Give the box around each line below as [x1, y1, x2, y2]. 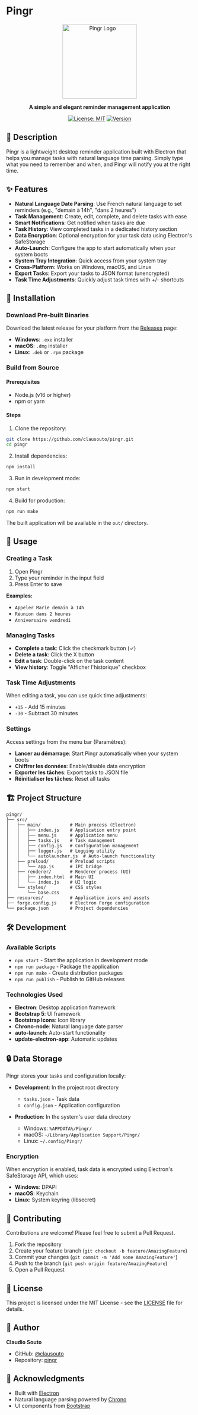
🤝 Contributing [6, 1213, 62, 1223]
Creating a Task [6, 555, 52, 563]
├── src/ [6, 817, 28, 823]
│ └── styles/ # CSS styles [6, 885, 102, 891]
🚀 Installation [6, 293, 56, 303]
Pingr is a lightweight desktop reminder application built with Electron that [6, 148, 187, 155]
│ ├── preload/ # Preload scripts [6, 859, 116, 865]
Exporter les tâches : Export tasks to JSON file [14, 769, 129, 776]
